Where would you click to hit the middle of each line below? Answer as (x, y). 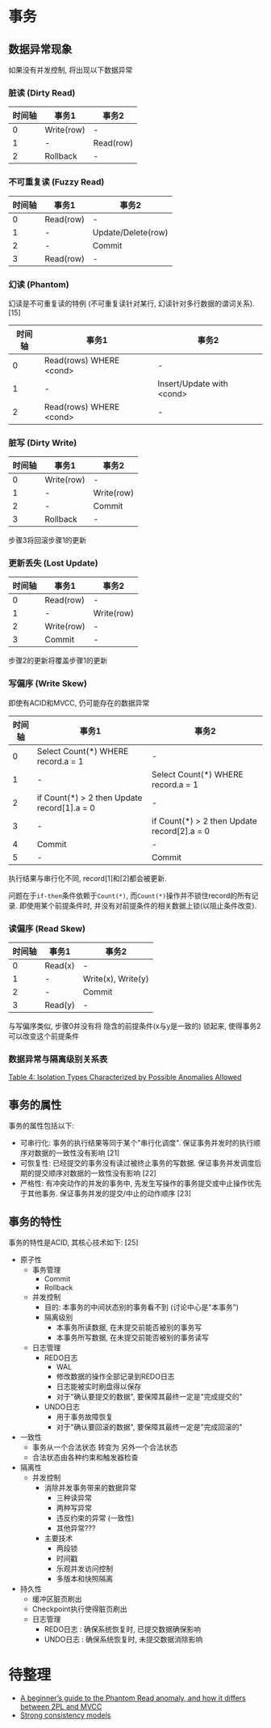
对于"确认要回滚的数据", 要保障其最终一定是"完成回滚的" (150, 1427)
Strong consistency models (65, 1715)
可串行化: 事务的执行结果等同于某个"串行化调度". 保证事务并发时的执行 (137, 1143)
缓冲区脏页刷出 (57, 1599)
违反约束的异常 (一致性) (95, 1518)
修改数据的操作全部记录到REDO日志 (115, 1376)
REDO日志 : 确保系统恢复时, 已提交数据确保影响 (123, 1629)
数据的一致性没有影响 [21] (77, 1153)
